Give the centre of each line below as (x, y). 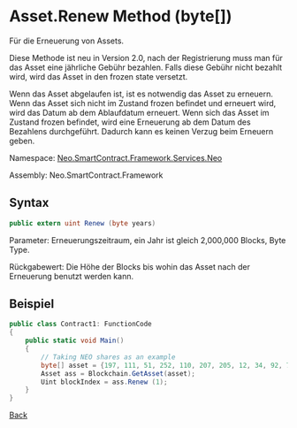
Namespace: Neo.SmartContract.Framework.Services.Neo (116, 157)
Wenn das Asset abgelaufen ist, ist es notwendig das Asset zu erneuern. (141, 94)
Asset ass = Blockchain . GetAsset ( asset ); (118, 373)
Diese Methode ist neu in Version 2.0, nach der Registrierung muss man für (146, 57)
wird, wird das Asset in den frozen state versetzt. (99, 76)
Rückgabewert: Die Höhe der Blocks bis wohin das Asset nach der (129, 266)
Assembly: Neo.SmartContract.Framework (86, 175)
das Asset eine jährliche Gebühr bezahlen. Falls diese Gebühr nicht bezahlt (146, 67)
